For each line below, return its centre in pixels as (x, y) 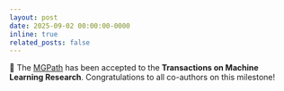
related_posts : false (50, 42)
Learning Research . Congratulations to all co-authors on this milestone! (142, 78)
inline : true (34, 34)
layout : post (34, 17)
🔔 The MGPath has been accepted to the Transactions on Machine (134, 68)
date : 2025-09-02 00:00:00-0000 (70, 26)
